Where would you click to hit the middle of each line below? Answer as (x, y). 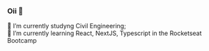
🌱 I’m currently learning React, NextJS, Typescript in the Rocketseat (104, 33)
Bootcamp (22, 41)
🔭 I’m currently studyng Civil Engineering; (67, 26)
